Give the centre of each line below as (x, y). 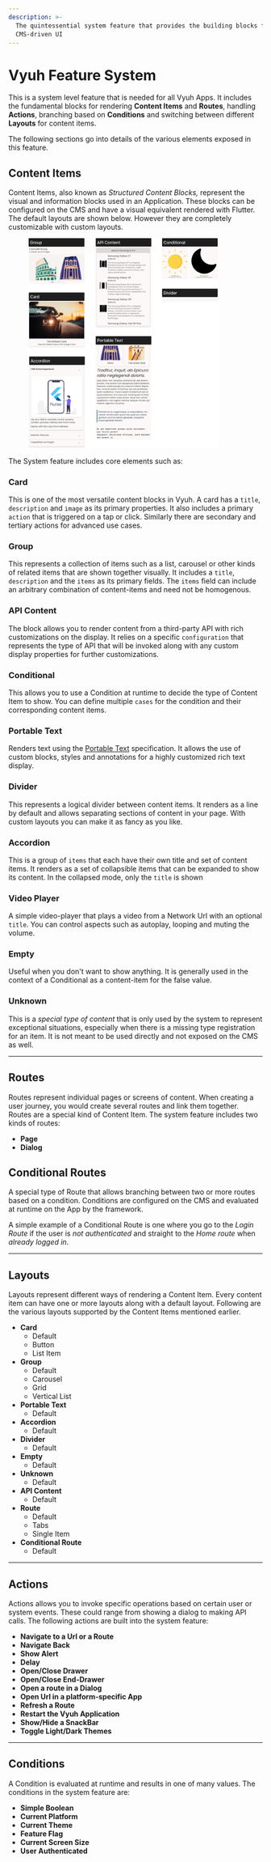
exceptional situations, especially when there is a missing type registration (132, 1027)
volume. (22, 933)
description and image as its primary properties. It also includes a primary (131, 508)
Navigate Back (45, 1645)
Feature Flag (42, 1834)
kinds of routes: (34, 1123)
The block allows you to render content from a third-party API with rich (126, 628)
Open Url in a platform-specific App (81, 1697)
